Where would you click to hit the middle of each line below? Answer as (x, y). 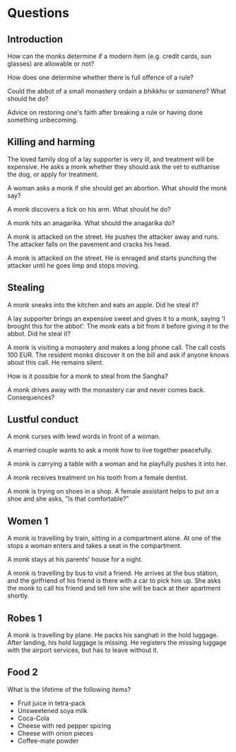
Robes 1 (25, 618)
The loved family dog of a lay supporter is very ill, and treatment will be (111, 159)
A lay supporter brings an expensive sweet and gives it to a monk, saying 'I (116, 318)
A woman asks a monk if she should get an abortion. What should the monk (117, 188)
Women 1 (28, 521)
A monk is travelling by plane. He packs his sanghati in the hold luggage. (113, 635)
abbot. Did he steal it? (39, 334)
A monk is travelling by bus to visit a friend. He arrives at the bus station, (113, 573)
